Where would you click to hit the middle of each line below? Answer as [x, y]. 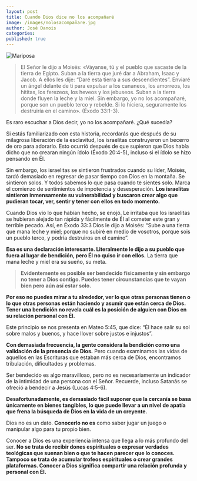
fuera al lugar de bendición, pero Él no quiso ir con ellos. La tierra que [92, 256]
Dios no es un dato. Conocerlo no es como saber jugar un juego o [86, 423]
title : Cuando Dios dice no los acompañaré [60, 17]
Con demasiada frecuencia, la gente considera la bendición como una [93, 345]
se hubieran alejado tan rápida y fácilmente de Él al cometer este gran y [93, 219]
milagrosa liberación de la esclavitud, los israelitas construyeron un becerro [98, 140]
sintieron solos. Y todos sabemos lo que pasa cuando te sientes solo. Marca [98, 183]
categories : [21, 34]
